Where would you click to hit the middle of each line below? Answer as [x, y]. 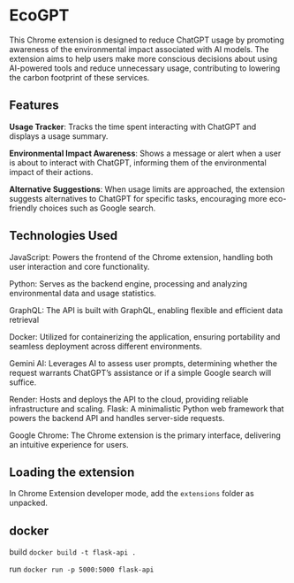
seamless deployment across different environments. [106, 346]
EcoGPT [39, 15]
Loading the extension [72, 472]
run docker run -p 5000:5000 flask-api [82, 569]
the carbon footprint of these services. [79, 77]
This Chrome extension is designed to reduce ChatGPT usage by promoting [147, 40]
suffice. [23, 382]
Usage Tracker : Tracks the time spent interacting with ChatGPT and [133, 127]
